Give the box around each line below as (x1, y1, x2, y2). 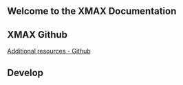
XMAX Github (7, 29, 67, 40)
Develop (7, 66, 43, 78)
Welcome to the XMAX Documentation (7, 5, 177, 17)
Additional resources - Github (7, 47, 91, 56)
